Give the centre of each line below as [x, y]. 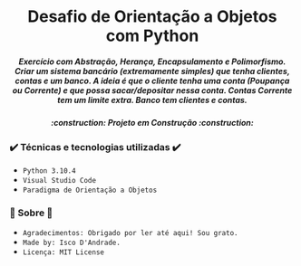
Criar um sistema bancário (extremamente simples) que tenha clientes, [152, 71]
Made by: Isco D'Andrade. [71, 243]
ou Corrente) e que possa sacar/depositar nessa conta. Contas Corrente [152, 90]
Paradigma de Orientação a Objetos [90, 190]
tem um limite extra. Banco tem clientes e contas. [152, 100]
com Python [152, 36]
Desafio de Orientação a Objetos [152, 17]
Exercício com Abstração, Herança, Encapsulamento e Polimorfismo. [152, 62]
